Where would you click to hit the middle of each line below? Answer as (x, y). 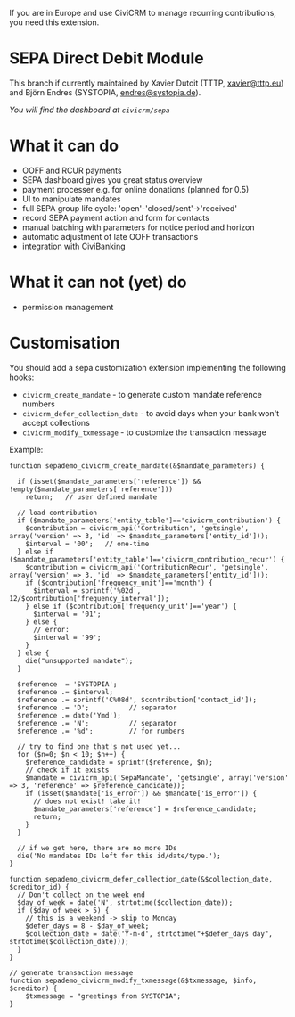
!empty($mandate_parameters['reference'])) (91, 489)
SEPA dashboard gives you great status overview (112, 180)
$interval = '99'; (67, 637)
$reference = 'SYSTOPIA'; (67, 684)
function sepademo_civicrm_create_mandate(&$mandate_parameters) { (137, 466)
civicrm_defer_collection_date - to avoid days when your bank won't (151, 413)
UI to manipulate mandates (71, 199)
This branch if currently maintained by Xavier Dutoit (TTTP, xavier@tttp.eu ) (147, 83)
